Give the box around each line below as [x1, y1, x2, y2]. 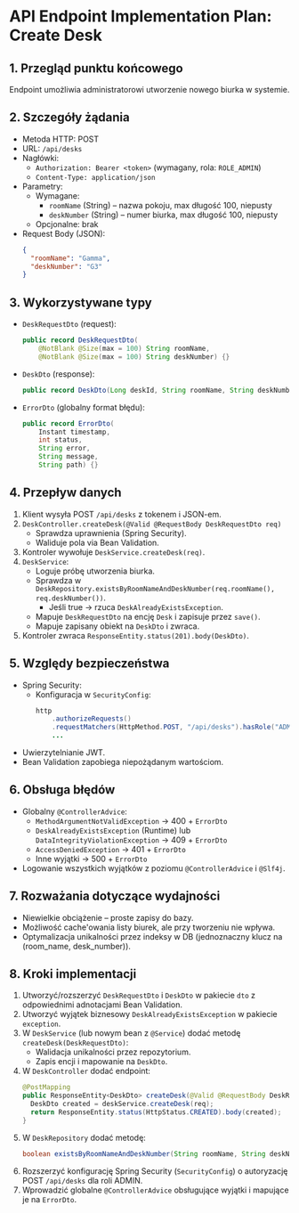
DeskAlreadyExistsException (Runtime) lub [35, 825, 191, 835]
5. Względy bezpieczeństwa [9, 656, 170, 672]
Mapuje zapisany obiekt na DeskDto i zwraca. [35, 621, 200, 631]
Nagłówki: [21, 152, 60, 163]
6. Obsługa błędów [9, 782, 116, 798]
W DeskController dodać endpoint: [21, 1066, 151, 1077]
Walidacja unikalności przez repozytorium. [35, 1046, 191, 1057]
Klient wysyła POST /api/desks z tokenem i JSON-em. [21, 509, 222, 519]
